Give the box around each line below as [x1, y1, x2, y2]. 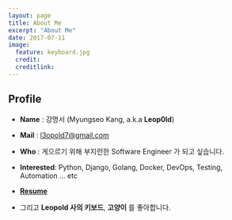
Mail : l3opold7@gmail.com [19, 130, 109, 139]
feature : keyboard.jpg [15, 48, 90, 56]
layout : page [8, 11, 51, 20]
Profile [8, 93, 42, 106]
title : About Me [8, 19, 62, 27]
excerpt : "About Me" [8, 26, 77, 34]
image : [8, 41, 30, 49]
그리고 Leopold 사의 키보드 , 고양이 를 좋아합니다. [19, 203, 172, 212]
